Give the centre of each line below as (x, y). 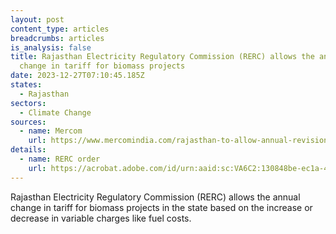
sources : (28, 122)
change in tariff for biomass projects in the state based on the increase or (161, 207)
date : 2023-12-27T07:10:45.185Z (77, 76)
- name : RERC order (60, 159)
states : (26, 85)
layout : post (37, 19)
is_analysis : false (51, 47)
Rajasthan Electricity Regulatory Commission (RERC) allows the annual (155, 197)
